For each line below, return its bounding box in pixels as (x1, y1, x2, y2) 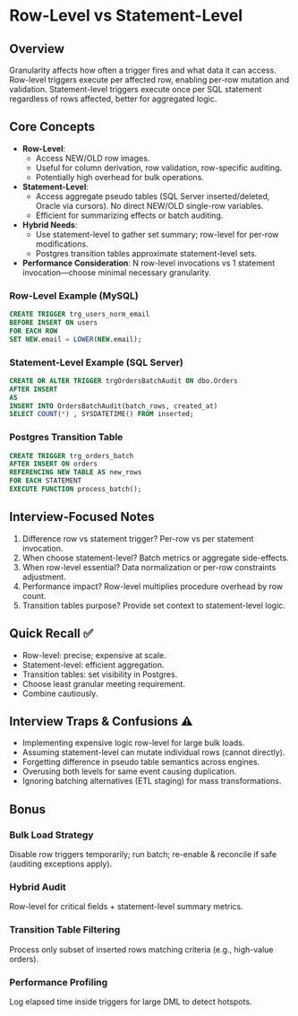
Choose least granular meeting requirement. (21, 678, 186, 689)
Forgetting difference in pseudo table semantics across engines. (21, 757, 260, 768)
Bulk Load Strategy (9, 829, 94, 841)
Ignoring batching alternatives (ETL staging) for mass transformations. (21, 776, 282, 786)
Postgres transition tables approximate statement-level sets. (35, 247, 258, 258)
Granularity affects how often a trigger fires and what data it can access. (9, 65, 277, 75)
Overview (9, 41, 65, 56)
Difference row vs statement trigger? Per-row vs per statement (21, 533, 254, 543)
